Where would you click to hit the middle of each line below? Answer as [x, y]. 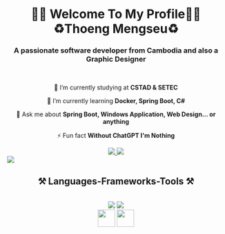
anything [116, 122]
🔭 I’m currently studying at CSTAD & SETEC [116, 88]
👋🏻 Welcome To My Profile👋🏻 [116, 14]
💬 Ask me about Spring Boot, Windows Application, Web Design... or [116, 114]
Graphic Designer [116, 60]
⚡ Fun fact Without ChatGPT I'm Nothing [116, 136]
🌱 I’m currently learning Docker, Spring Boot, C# [116, 101]
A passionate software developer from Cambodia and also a [116, 51]
